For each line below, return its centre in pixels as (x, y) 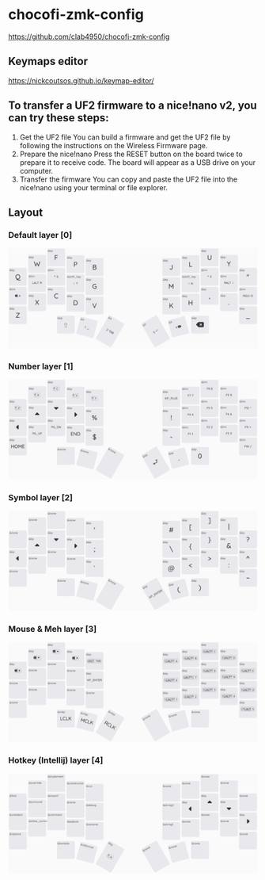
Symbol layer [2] (41, 498)
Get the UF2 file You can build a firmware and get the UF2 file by (125, 137)
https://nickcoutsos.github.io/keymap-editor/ (81, 80)
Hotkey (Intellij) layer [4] (56, 760)
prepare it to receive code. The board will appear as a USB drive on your (138, 162)
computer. (36, 170)
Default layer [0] (40, 235)
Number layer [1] (41, 366)
